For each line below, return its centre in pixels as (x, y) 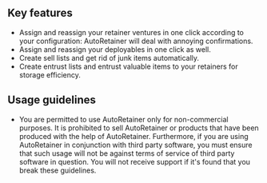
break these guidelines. (58, 170)
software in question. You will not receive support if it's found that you (135, 161)
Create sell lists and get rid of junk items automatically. (109, 58)
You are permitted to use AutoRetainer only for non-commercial (124, 119)
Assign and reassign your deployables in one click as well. (115, 49)
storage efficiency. (50, 74)
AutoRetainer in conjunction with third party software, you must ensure (135, 145)
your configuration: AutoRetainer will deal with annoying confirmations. (136, 41)
